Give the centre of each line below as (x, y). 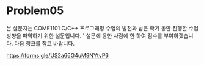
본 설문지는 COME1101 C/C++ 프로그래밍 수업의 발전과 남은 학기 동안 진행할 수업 (103, 28)
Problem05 (35, 11)
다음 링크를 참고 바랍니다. (45, 43)
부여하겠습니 (179, 36)
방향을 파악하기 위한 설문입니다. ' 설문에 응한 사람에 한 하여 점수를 (85, 36)
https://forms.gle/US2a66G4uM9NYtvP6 (57, 55)
